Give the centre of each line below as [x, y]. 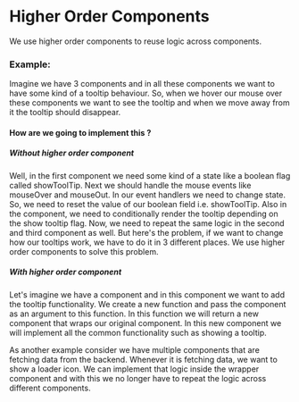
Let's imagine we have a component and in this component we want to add [147, 294]
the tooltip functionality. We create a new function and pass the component [148, 304]
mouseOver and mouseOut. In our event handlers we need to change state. [148, 195]
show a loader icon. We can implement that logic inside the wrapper [134, 369]
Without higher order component [72, 153]
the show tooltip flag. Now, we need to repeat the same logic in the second [147, 223]
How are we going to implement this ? [80, 132]
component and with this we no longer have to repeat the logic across [138, 378]
